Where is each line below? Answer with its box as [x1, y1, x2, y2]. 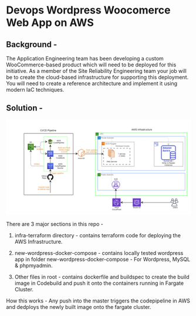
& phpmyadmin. [14, 262, 53, 269]
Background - [6, 39, 58, 49]
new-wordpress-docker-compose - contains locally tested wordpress [14, 249, 184, 256]
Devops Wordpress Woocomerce [6, 4, 171, 17]
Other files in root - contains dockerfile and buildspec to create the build [14, 273, 190, 280]
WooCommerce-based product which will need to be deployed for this [6, 61, 177, 68]
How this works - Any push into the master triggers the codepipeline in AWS [6, 297, 191, 304]
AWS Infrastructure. [14, 238, 63, 245]
